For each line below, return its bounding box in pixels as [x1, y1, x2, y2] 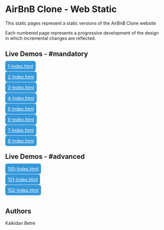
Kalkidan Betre [5, 220, 36, 226]
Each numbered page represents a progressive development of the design [5, 30, 159, 36]
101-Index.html [8, 176, 38, 182]
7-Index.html [8, 127, 34, 133]
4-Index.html [8, 95, 35, 101]
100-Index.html [8, 166, 39, 172]
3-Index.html [8, 84, 34, 90]
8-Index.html [8, 138, 34, 144]
